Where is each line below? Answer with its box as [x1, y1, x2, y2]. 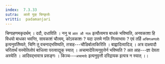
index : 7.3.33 [5, 7, 37, 12]
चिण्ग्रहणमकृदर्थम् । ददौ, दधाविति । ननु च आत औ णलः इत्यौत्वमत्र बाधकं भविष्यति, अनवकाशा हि [5, 30, 155, 36]
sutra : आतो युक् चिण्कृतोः [5, 12, 50, 17]
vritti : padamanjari [5, 16, 51, 21]
